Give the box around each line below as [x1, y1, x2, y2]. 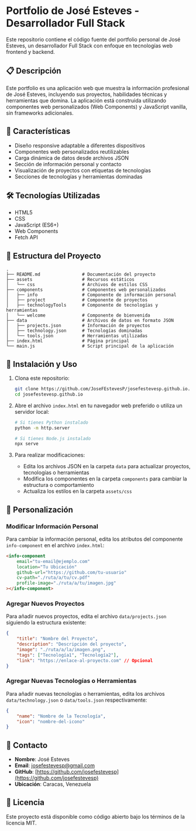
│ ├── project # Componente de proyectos [6, 297, 148, 303]
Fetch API [14, 234, 38, 241]
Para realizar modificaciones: [14, 452, 85, 459]
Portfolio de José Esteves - [6, 4, 139, 18]
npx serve [14, 441, 39, 447]
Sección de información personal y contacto [14, 160, 122, 167]
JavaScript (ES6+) [14, 221, 59, 229]
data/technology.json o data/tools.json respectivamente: [6, 696, 147, 703]
